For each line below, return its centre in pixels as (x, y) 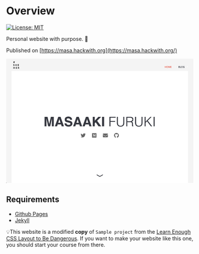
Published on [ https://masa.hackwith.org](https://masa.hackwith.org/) (92, 50)
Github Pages (31, 214)
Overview (31, 11)
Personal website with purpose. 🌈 (47, 39)
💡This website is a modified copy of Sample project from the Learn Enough (99, 231)
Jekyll (22, 220)
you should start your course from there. (56, 245)
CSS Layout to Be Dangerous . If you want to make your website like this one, (100, 238)
